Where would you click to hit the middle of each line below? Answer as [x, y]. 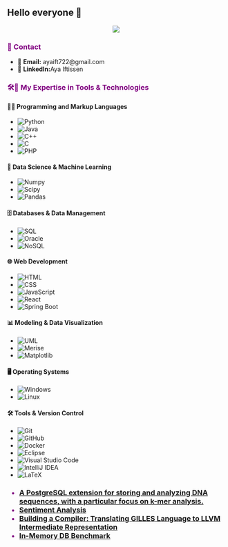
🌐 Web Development [37, 261]
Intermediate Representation [68, 527]
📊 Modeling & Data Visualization [55, 323]
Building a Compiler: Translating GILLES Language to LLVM [120, 519]
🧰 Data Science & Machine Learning [59, 167]
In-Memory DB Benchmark [65, 536]
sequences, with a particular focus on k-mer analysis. [111, 501]
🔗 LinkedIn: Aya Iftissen [50, 69]
